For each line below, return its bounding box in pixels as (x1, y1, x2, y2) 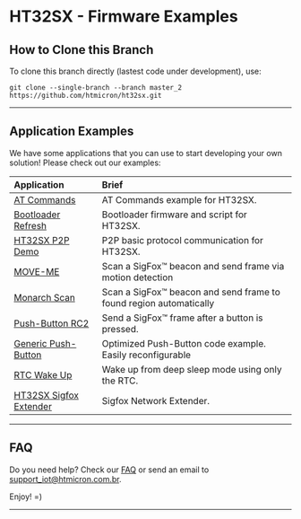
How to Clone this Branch (9, 42, 154, 57)
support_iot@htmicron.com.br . (9, 473, 122, 484)
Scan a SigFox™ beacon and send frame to (101, 286, 280, 298)
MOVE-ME (13, 265, 60, 277)
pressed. (101, 322, 139, 335)
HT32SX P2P (13, 233, 70, 246)
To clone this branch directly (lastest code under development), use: (9, 66, 262, 76)
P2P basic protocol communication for (101, 233, 264, 246)
